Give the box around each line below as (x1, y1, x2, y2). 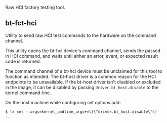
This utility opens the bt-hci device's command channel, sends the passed (5, 48, 161, 54)
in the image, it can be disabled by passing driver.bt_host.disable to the (5, 84, 159, 90)
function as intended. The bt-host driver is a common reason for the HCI (5, 73, 156, 79)
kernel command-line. (5, 90, 52, 96)
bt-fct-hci (5, 19, 37, 27)
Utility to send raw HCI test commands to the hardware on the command (5, 32, 156, 38)
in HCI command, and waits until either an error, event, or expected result (5, 53, 158, 59)
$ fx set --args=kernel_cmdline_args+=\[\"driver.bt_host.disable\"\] (5, 109, 157, 114)
